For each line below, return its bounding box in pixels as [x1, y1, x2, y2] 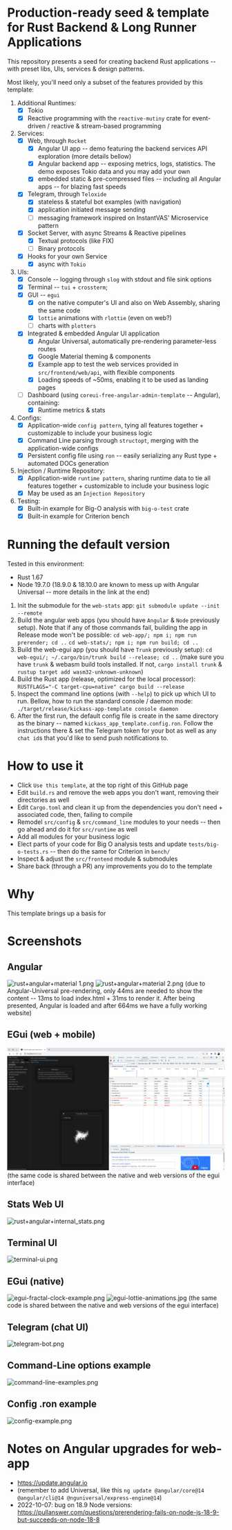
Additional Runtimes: [17, 98, 77, 107]
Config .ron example [7, 1398, 97, 1410]
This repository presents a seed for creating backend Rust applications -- [7, 57, 216, 65]
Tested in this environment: [7, 560, 85, 568]
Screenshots [7, 933, 82, 949]
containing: [27, 398, 60, 407]
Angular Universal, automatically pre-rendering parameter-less [37, 337, 217, 346]
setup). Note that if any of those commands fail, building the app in [17, 624, 208, 632]
